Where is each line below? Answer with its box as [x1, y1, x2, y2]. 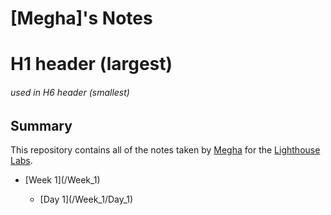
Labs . [10, 155, 33, 166]
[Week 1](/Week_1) [24, 174, 101, 186]
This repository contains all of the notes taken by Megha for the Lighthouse [10, 144, 321, 156]
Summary [10, 117, 73, 134]
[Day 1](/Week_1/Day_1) [39, 193, 134, 205]
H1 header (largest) [10, 53, 173, 76]
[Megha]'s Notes [10, 7, 153, 30]
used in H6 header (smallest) [10, 86, 130, 98]
